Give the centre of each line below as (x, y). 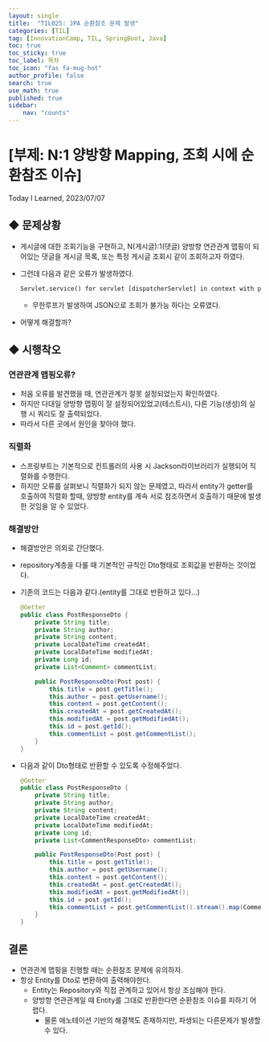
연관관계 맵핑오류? (42, 375)
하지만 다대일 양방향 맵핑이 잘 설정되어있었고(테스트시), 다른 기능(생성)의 (133, 404)
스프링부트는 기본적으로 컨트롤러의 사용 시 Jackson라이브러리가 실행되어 (134, 466)
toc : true (25, 46)
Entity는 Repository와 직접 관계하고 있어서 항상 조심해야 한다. (129, 990)
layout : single (34, 16)
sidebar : (23, 105)
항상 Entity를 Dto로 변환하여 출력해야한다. (86, 980)
